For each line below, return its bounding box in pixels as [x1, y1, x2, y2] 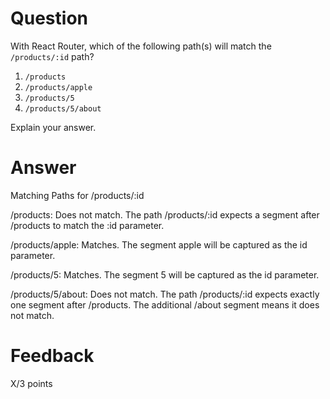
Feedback [10, 345, 95, 367]
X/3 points [10, 377, 53, 389]
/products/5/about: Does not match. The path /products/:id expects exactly [10, 288, 320, 300]
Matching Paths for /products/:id [10, 189, 145, 201]
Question [10, 7, 88, 30]
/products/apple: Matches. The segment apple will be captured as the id [10, 238, 308, 251]
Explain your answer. [10, 121, 97, 133]
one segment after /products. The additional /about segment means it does [10, 298, 320, 311]
